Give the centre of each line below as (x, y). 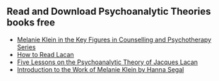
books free (31, 23)
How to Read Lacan (46, 54)
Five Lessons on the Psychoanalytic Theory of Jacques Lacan (107, 62)
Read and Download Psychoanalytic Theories (109, 12)
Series (26, 47)
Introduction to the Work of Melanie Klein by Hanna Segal (100, 69)
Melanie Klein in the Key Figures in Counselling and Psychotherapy (114, 39)
